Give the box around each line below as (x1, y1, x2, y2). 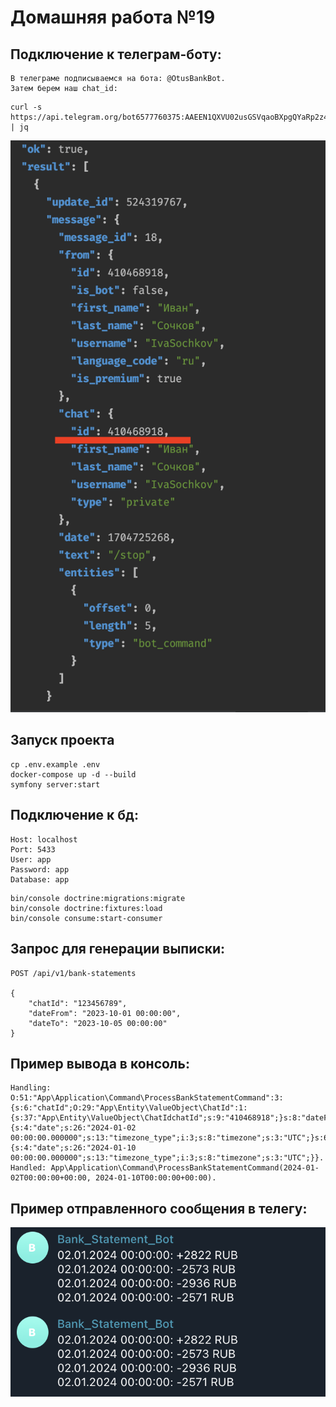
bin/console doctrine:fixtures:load (10, 903, 163, 913)
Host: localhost (10, 834, 78, 845)
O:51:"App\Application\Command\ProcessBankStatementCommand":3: (10, 1093, 284, 1103)
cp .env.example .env (10, 759, 101, 770)
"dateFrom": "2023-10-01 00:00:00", (28, 1008, 182, 1018)
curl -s (10, 102, 43, 112)
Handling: (10, 1083, 52, 1093)
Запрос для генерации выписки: (10, 941, 226, 958)
